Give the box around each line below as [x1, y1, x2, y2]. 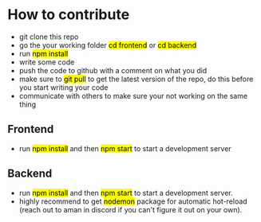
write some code [18, 57, 75, 67]
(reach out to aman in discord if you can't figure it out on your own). [18, 204, 243, 214]
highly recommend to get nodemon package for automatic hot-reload [18, 197, 248, 206]
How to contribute [7, 6, 130, 24]
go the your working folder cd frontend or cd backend [18, 40, 197, 49]
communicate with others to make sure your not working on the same [18, 91, 248, 100]
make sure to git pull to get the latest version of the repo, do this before [18, 74, 254, 84]
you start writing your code [18, 82, 109, 92]
